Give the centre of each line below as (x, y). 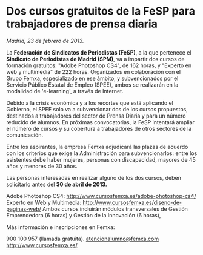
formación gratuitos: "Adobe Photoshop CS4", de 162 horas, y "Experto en (99, 65)
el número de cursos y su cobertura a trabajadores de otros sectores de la (99, 128)
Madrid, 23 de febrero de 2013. (45, 41)
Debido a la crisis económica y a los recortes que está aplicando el (90, 103)
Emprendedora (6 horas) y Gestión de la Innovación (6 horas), (84, 215)
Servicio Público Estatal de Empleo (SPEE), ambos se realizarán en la (92, 84)
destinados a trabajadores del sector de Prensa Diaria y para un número (96, 116)
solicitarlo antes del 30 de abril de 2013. (57, 184)
